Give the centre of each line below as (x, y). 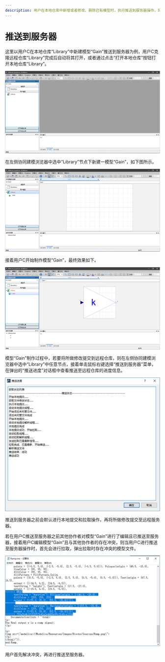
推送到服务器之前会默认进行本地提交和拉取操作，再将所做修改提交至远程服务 (82, 520)
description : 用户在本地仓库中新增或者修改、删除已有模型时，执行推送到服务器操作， (82, 10)
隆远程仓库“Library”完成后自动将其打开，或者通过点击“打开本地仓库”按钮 (79, 58)
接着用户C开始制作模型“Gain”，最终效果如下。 (52, 260)
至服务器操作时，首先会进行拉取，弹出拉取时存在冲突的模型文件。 (72, 548)
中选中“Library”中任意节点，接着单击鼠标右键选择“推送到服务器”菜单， (85, 364)
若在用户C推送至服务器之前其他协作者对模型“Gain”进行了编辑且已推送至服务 (82, 536)
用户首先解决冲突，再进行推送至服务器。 (46, 654)
